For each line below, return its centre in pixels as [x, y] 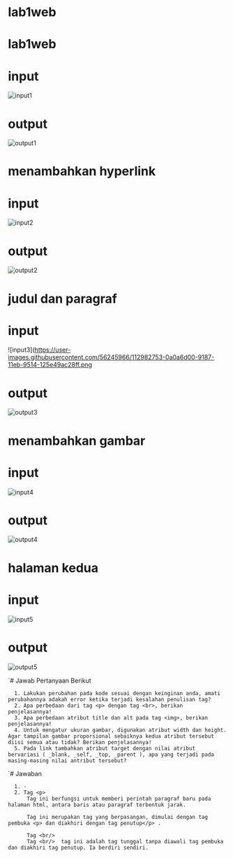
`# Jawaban [25, 773]
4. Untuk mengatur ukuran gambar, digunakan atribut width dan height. [121, 730]
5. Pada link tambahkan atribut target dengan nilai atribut [105, 748]
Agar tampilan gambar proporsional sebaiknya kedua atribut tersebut [111, 736]
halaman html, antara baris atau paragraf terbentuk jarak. [97, 805]
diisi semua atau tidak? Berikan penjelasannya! [80, 742]
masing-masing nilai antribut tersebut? [68, 760]
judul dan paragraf [62, 299]
